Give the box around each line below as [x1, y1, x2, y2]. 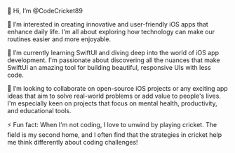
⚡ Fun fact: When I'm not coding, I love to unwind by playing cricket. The [7, 121, 217, 129]
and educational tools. [7, 107, 72, 115]
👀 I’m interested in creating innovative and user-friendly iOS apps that [7, 20, 208, 28]
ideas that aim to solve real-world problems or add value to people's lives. [7, 92, 221, 100]
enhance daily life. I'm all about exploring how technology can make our [7, 28, 215, 36]
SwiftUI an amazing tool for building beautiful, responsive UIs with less [7, 64, 212, 71]
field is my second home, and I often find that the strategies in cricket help [7, 131, 222, 139]
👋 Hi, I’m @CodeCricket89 [7, 7, 83, 15]
